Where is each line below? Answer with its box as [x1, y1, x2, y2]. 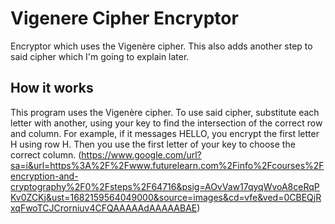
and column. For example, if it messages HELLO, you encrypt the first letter [10, 127, 320, 139]
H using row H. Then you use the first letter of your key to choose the [10, 138, 296, 150]
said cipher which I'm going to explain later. [10, 50, 190, 62]
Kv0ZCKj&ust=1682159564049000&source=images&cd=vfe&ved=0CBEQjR [10, 191, 322, 203]
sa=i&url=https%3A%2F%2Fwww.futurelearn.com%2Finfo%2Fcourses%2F [10, 159, 325, 171]
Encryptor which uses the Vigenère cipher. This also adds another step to [10, 40, 313, 52]
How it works [10, 80, 94, 97]
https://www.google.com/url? [81, 148, 202, 161]
